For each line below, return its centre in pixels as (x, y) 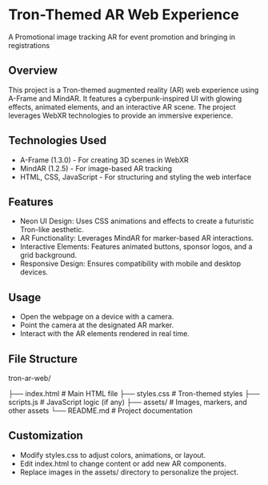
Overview (33, 71)
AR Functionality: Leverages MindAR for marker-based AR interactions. (137, 238)
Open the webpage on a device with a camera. (97, 317)
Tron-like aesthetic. (52, 230)
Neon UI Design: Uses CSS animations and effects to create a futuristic (137, 221)
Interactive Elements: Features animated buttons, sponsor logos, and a (136, 247)
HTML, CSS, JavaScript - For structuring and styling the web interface (136, 177)
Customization (46, 436)
